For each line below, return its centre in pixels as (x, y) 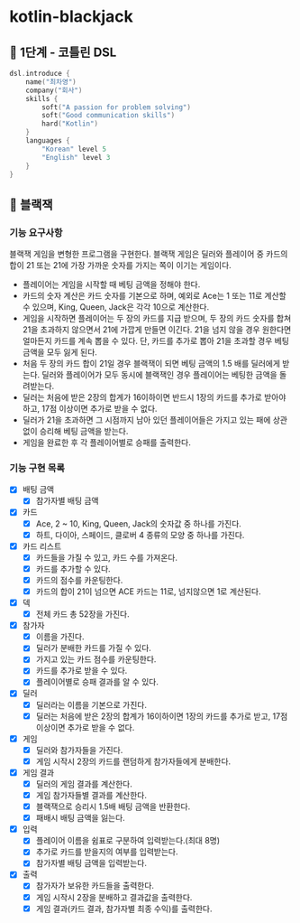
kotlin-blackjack (71, 17)
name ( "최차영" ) (51, 82)
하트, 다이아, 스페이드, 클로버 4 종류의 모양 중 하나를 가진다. (140, 535)
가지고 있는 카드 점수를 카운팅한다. (96, 659)
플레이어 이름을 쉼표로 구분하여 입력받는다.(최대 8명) (128, 841)
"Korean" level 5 (74, 149)
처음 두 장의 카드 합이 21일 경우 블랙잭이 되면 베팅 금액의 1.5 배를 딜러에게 (151, 364)
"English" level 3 (76, 157)
